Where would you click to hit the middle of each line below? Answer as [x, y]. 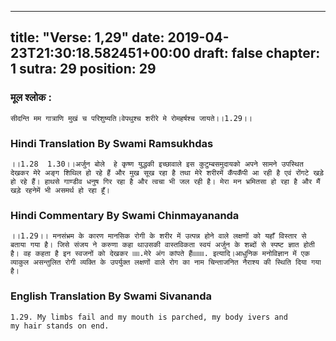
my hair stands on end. [60, 326]
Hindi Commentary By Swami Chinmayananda [125, 215]
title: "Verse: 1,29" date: [87, 37]
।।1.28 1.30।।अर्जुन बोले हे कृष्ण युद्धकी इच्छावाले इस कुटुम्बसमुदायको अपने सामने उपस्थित [157, 164]
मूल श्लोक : [31, 98]
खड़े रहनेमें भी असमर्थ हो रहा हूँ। [60, 190]
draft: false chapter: [257, 53]
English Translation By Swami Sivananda [111, 296]
